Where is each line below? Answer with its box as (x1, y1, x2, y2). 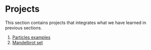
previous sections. (5, 25, 43, 30)
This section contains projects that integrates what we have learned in (5, 20, 147, 25)
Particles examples (12, 34, 51, 40)
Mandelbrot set (12, 39, 43, 45)
